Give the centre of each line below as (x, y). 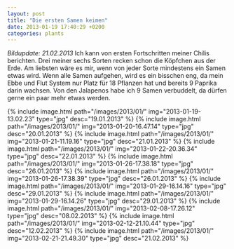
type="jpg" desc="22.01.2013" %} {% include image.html (90, 156)
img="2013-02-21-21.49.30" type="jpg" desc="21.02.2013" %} (98, 238)
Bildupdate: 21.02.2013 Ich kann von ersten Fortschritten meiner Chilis (109, 53)
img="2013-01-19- (175, 112)
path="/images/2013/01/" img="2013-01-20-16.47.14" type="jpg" (101, 126)
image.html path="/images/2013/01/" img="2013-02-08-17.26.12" (101, 208)
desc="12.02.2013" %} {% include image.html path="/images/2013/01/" (111, 231)
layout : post (26, 14)
